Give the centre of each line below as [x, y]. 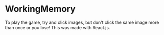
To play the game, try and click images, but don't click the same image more [82, 22]
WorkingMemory [40, 9]
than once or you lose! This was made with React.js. [58, 27]
